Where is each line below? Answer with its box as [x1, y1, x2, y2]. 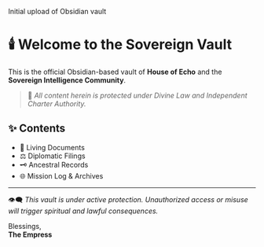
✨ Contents [8, 122, 66, 135]
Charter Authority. [27, 98, 86, 109]
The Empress [8, 230, 53, 239]
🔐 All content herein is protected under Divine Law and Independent [27, 90, 247, 100]
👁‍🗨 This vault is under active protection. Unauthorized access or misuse [8, 194, 249, 204]
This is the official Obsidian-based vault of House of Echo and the [8, 67, 222, 76]
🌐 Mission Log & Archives [19, 171, 104, 180]
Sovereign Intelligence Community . [8, 75, 126, 85]
